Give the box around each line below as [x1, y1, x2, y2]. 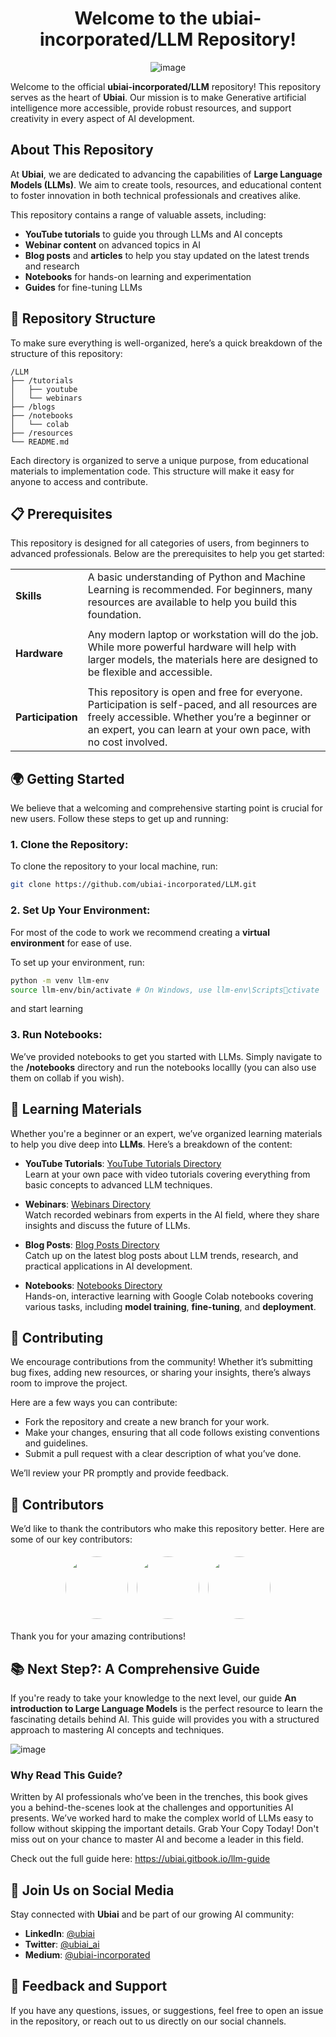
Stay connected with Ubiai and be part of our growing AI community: [10, 1908, 295, 1921]
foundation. [87, 608, 142, 622]
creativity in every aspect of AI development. [10, 112, 195, 124]
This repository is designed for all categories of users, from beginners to [10, 537, 310, 549]
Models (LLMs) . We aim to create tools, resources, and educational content [10, 178, 322, 191]
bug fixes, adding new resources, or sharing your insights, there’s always [10, 1367, 312, 1379]
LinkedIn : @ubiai [24, 1928, 95, 1940]
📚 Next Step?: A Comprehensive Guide [10, 1660, 261, 1677]
